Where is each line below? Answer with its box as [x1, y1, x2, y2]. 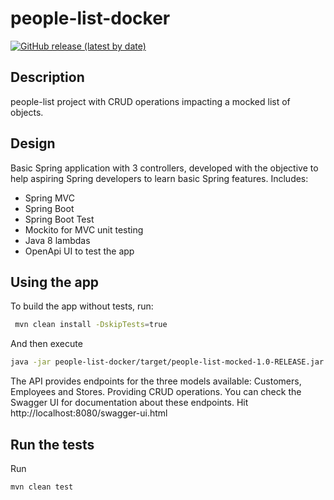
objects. [10, 106, 44, 118]
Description [10, 69, 85, 86]
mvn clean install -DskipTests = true [14, 320, 168, 330]
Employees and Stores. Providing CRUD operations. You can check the [10, 386, 302, 398]
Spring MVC [24, 192, 76, 204]
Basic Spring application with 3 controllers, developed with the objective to [10, 162, 319, 174]
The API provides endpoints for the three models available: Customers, [10, 375, 302, 387]
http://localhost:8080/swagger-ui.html [10, 407, 168, 419]
